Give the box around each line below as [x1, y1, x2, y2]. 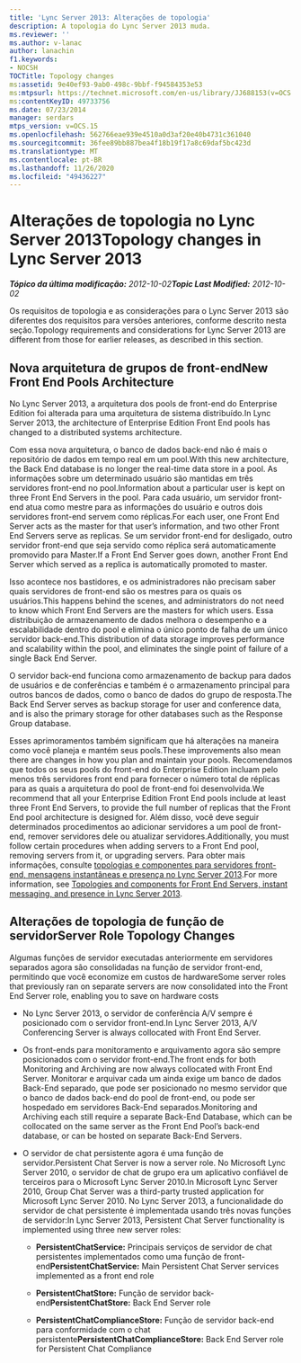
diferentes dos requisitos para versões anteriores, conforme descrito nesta [9, 316, 288, 326]
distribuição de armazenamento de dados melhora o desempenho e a [9, 615, 268, 625]
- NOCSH [9, 64, 39, 73]
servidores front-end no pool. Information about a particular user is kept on [9, 483, 286, 493]
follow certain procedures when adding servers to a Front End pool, [9, 841, 260, 851]
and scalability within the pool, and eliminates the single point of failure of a [9, 644, 289, 654]
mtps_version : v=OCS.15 [9, 122, 99, 131]
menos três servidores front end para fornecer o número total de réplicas [9, 774, 280, 784]
